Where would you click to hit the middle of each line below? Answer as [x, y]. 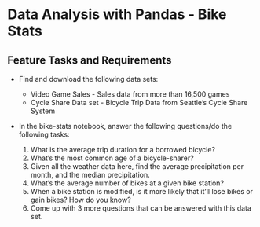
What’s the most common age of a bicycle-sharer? [112, 158]
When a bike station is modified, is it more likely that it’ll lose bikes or [141, 191]
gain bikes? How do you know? [81, 200]
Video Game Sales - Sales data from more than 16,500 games [130, 94]
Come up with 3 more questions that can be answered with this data [141, 208]
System [43, 111]
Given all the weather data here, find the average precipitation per [137, 166]
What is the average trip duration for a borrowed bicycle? [123, 150]
